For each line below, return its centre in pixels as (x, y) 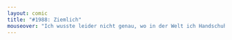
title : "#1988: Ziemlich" (44, 20)
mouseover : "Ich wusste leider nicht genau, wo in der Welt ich (101, 26)
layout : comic (28, 13)
